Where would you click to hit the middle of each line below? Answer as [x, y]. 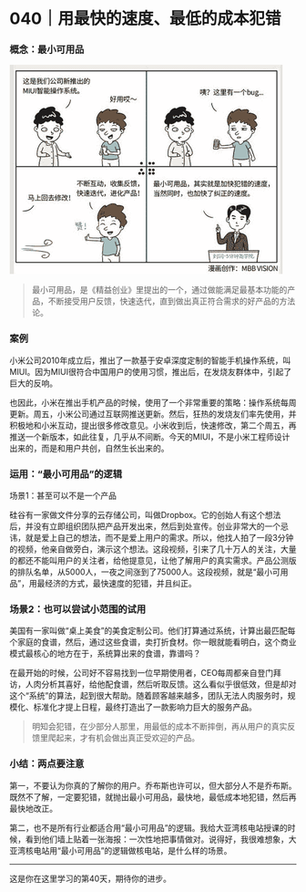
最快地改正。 [33, 808]
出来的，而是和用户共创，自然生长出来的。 [89, 448]
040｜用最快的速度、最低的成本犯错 [145, 19]
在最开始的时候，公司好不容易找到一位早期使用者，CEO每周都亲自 [133, 673]
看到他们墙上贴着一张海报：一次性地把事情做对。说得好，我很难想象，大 [161, 839]
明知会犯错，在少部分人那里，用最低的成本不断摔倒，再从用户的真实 [159, 727]
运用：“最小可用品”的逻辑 [66, 473]
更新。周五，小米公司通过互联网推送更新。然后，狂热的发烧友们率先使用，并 [153, 414]
